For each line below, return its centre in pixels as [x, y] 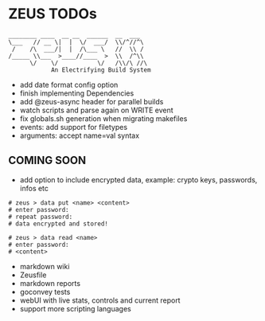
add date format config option [69, 84]
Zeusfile [33, 275]
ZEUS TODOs [53, 14]
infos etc [34, 188]
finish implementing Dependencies [77, 93]
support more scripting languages [75, 308]
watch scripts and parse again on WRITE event [96, 110]
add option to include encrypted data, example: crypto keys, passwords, [138, 179]
